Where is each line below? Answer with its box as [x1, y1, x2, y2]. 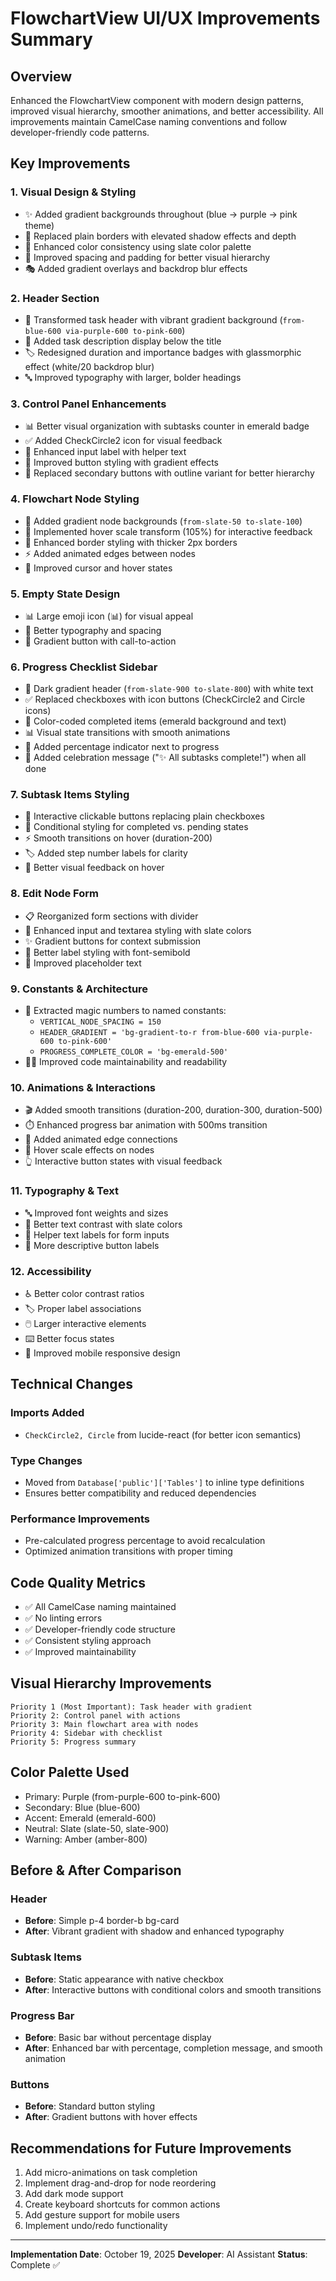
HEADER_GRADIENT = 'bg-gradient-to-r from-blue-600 [39, 1028, 260, 1038]
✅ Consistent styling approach [24, 1635, 152, 1647]
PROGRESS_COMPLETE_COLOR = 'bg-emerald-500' [39, 1047, 229, 1057]
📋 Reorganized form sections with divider [24, 910, 199, 922]
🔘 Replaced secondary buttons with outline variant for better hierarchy [24, 467, 315, 479]
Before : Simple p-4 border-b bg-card [24, 1915, 180, 1927]
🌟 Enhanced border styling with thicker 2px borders [24, 536, 238, 548]
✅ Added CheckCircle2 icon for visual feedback [24, 435, 223, 447]
